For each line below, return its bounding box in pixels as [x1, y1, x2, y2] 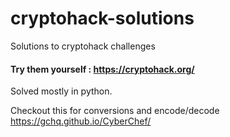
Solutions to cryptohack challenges [10, 40, 156, 52]
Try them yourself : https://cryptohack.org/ [10, 63, 195, 75]
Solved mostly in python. [10, 85, 113, 97]
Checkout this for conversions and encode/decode [10, 105, 220, 117]
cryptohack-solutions [10, 7, 195, 30]
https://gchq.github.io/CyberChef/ [10, 115, 152, 127]
